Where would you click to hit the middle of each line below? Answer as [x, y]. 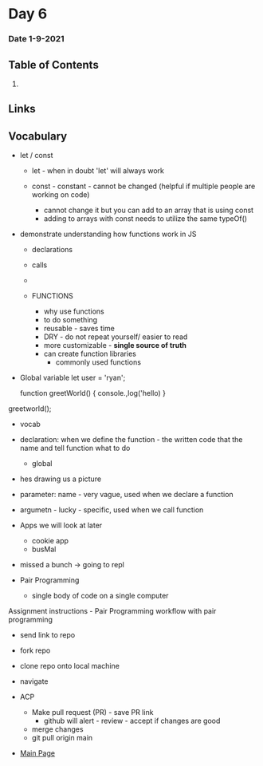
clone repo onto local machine [69, 666]
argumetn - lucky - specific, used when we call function [112, 510]
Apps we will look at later [61, 525]
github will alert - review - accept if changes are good [132, 721]
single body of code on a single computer [100, 596]
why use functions [74, 311]
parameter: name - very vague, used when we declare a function [126, 495]
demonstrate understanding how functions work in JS [108, 234]
